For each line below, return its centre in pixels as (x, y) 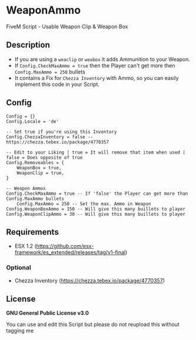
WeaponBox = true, (39, 168)
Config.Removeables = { (35, 162)
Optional (19, 268)
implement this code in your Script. (57, 84)
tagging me (20, 331)
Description (28, 45)
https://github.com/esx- (65, 246)
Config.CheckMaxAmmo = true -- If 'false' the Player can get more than (97, 194)
